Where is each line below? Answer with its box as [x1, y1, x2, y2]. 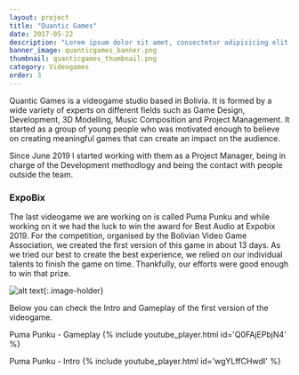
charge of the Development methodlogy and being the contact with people [9, 159, 283, 170]
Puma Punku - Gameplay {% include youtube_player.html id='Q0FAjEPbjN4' [9, 330, 287, 340]
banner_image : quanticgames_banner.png [9, 46, 158, 55]
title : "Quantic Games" [9, 21, 98, 30]
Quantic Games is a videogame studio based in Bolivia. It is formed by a [9, 95, 272, 106]
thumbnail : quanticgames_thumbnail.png [9, 54, 158, 63]
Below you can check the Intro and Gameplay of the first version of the [9, 303, 269, 314]
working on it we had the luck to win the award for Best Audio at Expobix [9, 221, 276, 232]
